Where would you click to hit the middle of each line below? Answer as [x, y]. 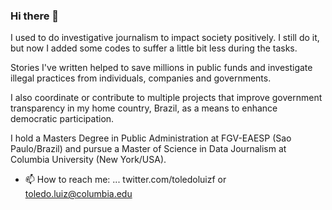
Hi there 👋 [35, 16]
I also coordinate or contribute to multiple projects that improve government [166, 98]
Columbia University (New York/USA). [88, 160]
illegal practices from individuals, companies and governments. [141, 78]
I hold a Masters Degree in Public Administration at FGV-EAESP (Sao [151, 138]
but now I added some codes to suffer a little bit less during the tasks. [154, 48]
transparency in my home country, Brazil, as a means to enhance [144, 108]
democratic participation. [62, 119]
